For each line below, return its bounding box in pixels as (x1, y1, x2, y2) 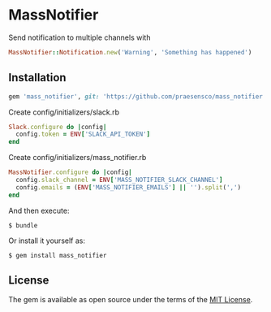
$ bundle (8, 221, 38, 229)
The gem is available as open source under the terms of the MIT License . (8, 295, 253, 305)
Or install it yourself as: (8, 236, 85, 245)
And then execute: (8, 206, 70, 215)
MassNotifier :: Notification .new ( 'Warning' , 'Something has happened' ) (8, 48, 252, 56)
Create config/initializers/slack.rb (8, 107, 120, 117)
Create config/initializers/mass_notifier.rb (8, 153, 147, 162)
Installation (8, 71, 67, 84)
